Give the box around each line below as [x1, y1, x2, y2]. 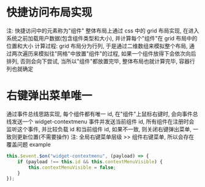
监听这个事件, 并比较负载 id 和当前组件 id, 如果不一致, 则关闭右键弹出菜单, [6, 125, 192, 133]
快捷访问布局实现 [6, 5, 93, 20]
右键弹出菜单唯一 [6, 89, 93, 103]
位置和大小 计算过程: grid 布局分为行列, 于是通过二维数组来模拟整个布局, [6, 42, 188, 50]
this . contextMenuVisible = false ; [28, 164, 116, 170]
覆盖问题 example [6, 141, 51, 148]
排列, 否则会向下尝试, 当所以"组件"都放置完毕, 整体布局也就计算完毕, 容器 [6, 57, 190, 65]
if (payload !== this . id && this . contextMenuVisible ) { [17, 158, 163, 165]
